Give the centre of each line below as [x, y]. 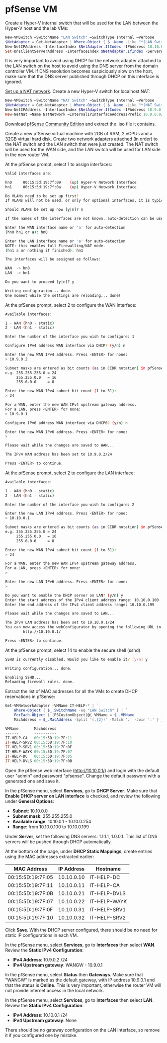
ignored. [14, 82]
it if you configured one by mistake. [42, 1035]
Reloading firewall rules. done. [40, 682]
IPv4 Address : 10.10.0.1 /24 [40, 1015]
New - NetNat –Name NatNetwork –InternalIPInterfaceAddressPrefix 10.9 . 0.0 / [84, 115]
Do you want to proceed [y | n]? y [40, 282]
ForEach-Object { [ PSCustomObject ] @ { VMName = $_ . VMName [74, 715]
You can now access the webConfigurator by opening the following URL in [83, 627]
